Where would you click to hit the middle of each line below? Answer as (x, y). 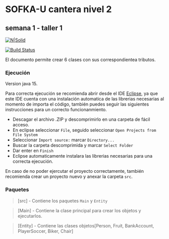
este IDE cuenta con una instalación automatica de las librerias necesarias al (85, 99)
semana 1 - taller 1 (34, 28)
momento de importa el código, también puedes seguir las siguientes (77, 104)
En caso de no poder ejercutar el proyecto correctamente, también (75, 171)
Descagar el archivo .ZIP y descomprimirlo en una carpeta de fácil (81, 119)
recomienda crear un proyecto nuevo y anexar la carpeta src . (69, 177)
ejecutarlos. (30, 216)
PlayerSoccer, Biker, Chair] (45, 231)
